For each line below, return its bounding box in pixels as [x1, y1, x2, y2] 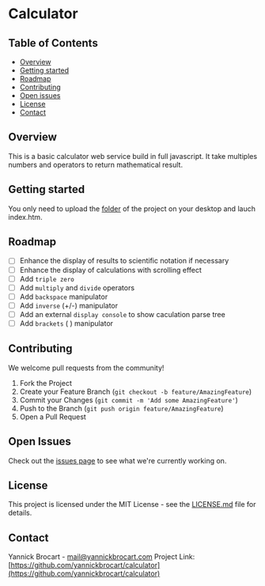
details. [8, 508, 32, 518]
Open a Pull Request [19, 412, 87, 422]
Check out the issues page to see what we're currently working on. [8, 456, 227, 465]
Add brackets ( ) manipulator [19, 318, 113, 328]
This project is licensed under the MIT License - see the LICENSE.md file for [8, 500, 256, 509]
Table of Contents [8, 36, 99, 50]
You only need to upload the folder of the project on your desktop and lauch [8, 203, 256, 214]
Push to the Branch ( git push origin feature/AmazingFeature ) [19, 403, 224, 413]
